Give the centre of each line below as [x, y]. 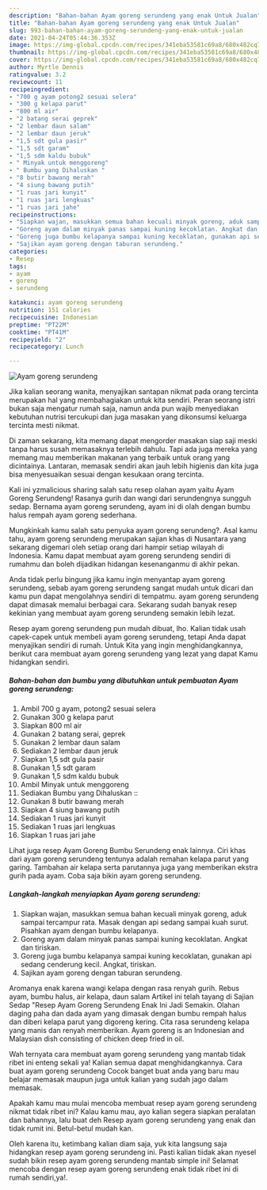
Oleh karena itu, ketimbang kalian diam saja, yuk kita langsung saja [118, 1144]
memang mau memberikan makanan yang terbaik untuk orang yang [120, 457]
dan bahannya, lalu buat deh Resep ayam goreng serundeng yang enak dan [132, 1120]
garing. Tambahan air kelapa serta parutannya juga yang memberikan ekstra [133, 867]
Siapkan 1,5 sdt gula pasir [62, 760]
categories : [29, 251]
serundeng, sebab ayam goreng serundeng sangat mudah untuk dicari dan [132, 588]
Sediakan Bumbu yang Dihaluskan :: [79, 793]
